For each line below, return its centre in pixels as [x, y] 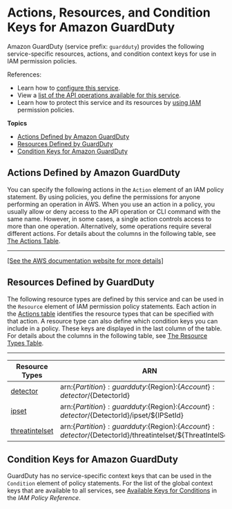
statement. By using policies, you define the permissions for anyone [104, 197]
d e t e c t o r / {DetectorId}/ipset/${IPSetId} [122, 415]
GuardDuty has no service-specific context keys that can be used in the [109, 476]
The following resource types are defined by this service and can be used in [116, 299]
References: [24, 74]
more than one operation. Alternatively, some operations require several [109, 226]
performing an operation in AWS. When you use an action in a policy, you [111, 204]
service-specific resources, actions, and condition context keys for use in [112, 54]
